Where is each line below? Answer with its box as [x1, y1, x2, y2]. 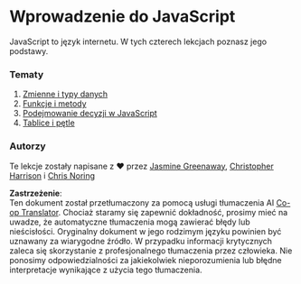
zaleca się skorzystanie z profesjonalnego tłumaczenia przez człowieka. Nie [9, 245, 293, 256]
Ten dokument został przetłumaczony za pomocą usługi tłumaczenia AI [9, 197, 275, 208]
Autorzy [9, 140, 47, 152]
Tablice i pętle [22, 117, 75, 128]
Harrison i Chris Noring [9, 169, 96, 181]
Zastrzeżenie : [9, 188, 62, 198]
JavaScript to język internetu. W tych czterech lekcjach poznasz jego [9, 36, 268, 47]
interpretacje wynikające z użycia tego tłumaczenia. [9, 264, 202, 275]
